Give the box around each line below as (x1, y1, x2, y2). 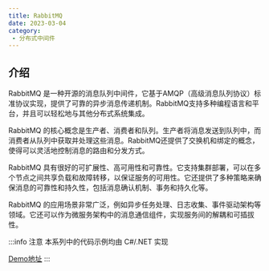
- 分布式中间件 (11, 34, 55, 42)
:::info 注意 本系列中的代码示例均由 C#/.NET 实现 (8, 237, 169, 247)
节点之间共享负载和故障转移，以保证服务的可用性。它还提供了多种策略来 (14, 173, 255, 183)
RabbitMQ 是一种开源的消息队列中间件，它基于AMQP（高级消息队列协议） (8, 89, 255, 99)
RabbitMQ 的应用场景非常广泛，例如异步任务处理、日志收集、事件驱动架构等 (8, 200, 262, 209)
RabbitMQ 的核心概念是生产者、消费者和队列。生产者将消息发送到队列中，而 (8, 126, 262, 135)
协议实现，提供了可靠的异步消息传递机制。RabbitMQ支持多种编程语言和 (14, 99, 253, 108)
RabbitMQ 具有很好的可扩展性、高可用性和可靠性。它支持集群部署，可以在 (8, 163, 255, 172)
